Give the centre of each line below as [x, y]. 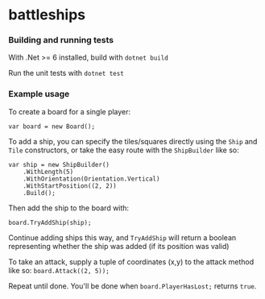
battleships [47, 15]
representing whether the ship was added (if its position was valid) [119, 246]
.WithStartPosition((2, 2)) [70, 186]
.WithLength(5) [48, 172]
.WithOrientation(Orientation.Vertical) [91, 179]
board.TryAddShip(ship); [50, 222]
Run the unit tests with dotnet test [66, 73]
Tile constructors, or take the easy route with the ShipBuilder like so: [124, 150]
